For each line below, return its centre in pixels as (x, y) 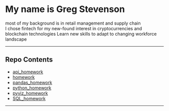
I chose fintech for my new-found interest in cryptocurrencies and (74, 28)
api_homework (28, 72)
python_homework (32, 88)
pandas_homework (32, 82)
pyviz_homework (30, 93)
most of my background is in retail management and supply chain (73, 23)
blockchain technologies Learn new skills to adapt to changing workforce (81, 34)
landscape (16, 39)
